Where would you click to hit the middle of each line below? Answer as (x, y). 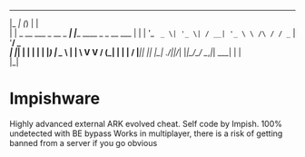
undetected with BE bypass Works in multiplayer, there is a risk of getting (146, 133)
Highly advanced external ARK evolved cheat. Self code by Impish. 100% (146, 123)
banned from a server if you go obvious (84, 142)
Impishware (55, 98)
